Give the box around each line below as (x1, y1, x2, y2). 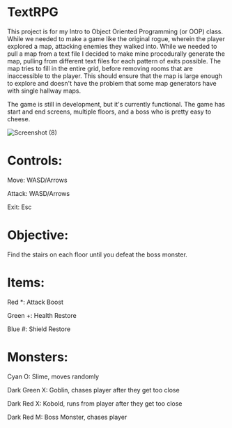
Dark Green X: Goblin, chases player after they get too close (7, 385, 180, 394)
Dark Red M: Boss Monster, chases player (7, 413, 127, 421)
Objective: (7, 227, 69, 243)
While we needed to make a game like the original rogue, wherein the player (7, 34, 225, 43)
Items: (7, 275, 45, 290)
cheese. (7, 114, 31, 123)
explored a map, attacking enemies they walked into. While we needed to (7, 42, 217, 50)
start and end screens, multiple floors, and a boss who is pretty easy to (7, 107, 212, 116)
